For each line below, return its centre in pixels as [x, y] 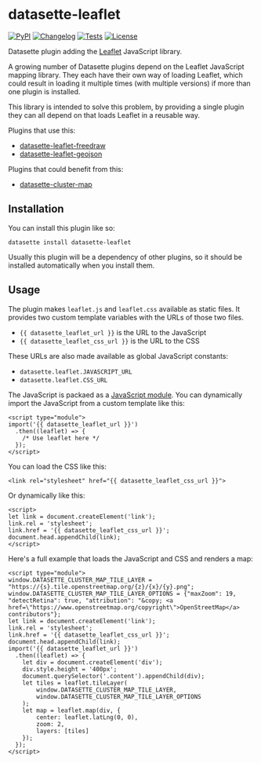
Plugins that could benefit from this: [66, 169]
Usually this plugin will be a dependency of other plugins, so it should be [125, 257]
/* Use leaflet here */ [61, 438]
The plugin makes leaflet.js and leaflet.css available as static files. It [124, 308]
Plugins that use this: [42, 130]
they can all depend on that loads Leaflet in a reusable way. [104, 115]
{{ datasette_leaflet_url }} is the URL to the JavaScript [112, 332]
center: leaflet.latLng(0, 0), [87, 717]
